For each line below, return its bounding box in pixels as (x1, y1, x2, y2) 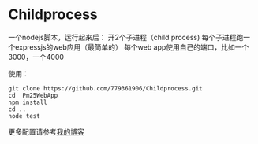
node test (8, 112, 41, 120)
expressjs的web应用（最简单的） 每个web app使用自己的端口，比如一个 (14, 42, 249, 52)
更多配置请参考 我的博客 (8, 127, 84, 136)
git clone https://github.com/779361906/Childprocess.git (8, 84, 203, 92)
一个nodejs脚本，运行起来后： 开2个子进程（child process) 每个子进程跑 (8, 32, 244, 42)
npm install (8, 98, 47, 106)
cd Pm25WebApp (8, 91, 58, 99)
